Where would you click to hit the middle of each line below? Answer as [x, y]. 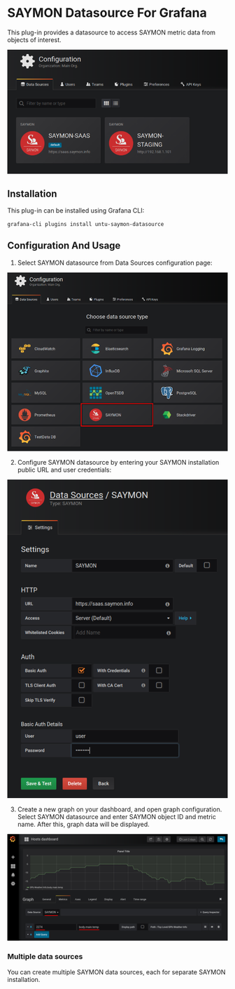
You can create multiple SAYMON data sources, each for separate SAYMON [116, 972]
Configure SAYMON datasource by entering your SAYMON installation [118, 462]
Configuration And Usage [64, 246]
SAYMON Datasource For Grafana [107, 13]
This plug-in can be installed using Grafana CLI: [76, 211]
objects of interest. [34, 39]
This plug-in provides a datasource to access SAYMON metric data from [111, 32]
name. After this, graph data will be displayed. [84, 824]
